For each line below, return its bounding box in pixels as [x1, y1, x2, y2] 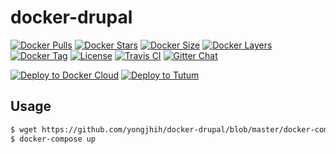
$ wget [10, 124, 38, 135]
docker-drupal [10, 6, 133, 29]
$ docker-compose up [10, 134, 97, 144]
